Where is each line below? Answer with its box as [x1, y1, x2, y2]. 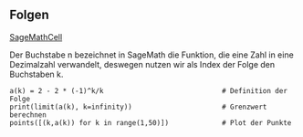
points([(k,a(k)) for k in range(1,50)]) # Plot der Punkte [9, 118, 292, 127]
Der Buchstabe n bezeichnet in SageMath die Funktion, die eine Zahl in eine [9, 49, 294, 60]
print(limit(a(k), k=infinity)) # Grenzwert [9, 102, 267, 111]
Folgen [9, 7, 50, 23]
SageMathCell [9, 31, 63, 42]
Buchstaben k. [9, 68, 64, 79]
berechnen [9, 110, 47, 120]
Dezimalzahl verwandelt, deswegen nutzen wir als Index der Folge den [9, 58, 276, 69]
